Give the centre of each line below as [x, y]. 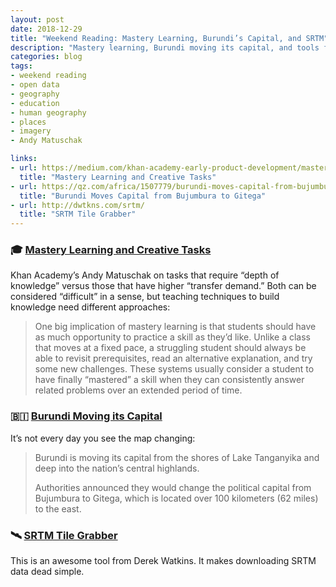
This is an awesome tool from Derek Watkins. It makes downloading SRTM [163, 561]
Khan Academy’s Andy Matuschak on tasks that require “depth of [145, 275]
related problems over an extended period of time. [138, 390]
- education [35, 103]
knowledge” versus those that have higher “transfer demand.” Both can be [163, 286]
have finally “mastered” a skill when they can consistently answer [169, 380]
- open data [35, 85]
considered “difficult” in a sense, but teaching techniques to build [145, 297]
